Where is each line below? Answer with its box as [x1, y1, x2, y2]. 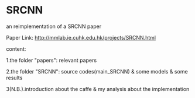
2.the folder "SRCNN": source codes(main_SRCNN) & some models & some [6, 68, 189, 75]
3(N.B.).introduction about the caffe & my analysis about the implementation [6, 85, 190, 92]
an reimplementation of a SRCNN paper [6, 23, 101, 30]
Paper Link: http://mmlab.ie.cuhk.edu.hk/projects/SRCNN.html [6, 34, 156, 41]
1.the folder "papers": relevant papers [6, 57, 97, 64]
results [6, 74, 23, 81]
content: [6, 45, 26, 52]
